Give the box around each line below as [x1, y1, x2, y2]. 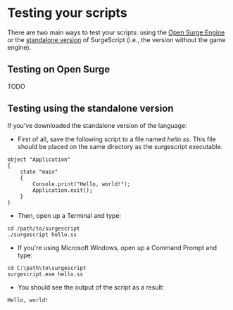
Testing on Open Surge [7, 63, 111, 75]
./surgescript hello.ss [7, 231, 77, 238]
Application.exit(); [32, 186, 93, 194]
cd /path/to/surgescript [7, 225, 80, 232]
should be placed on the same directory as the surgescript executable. [17, 142, 223, 150]
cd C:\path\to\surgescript [7, 264, 87, 271]
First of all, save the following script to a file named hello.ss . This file [17, 135, 216, 143]
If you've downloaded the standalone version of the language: [7, 121, 188, 129]
